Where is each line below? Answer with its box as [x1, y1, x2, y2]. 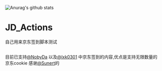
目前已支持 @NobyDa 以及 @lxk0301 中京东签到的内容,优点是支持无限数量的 [5, 54, 158, 60]
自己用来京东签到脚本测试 [5, 38, 57, 44]
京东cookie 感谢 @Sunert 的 [5, 60, 60, 66]
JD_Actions [5, 22, 53, 33]
